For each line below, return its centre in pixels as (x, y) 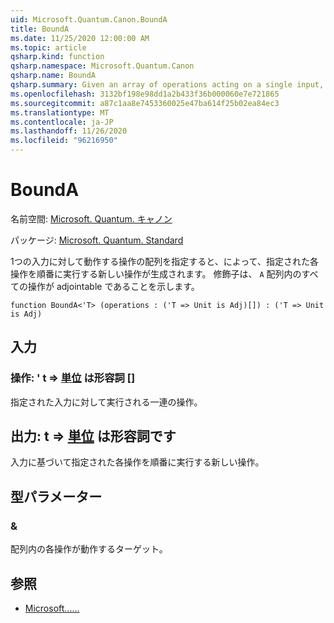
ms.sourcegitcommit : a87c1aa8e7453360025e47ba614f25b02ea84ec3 (145, 103)
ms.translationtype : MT (60, 112)
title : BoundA (40, 29)
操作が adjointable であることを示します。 (113, 286)
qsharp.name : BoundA (53, 76)
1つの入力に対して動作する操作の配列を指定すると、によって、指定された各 (164, 261)
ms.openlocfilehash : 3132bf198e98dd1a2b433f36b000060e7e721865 (145, 94)
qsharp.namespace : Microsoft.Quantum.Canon (102, 66)
